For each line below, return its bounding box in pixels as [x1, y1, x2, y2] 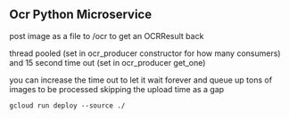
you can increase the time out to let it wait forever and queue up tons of [9, 75, 273, 85]
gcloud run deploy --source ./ [9, 101, 126, 110]
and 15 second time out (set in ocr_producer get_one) [9, 57, 206, 67]
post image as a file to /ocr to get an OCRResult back [9, 30, 204, 41]
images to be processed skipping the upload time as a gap [9, 83, 225, 94]
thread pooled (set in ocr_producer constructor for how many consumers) [9, 48, 281, 59]
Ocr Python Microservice [9, 7, 153, 22]
